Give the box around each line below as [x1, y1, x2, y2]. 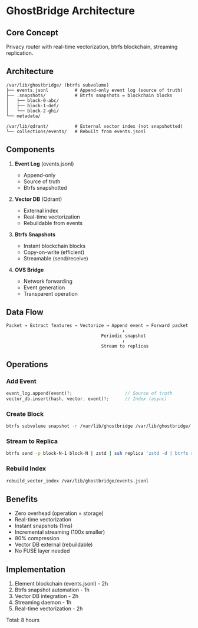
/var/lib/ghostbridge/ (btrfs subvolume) [6, 82, 110, 88]
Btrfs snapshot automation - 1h [14, 586, 90, 593]
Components [6, 144, 55, 154]
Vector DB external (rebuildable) [14, 541, 93, 548]
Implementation [6, 564, 66, 574]
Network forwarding [23, 277, 72, 285]
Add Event [6, 377, 37, 385]
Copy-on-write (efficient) [23, 249, 84, 256]
